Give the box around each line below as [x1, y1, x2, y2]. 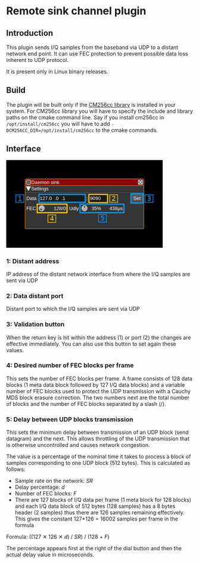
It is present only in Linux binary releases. [6, 68, 108, 75]
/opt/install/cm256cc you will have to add [6, 120, 110, 127]
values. [6, 346, 24, 353]
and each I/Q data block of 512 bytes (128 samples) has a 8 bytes [14, 503, 176, 510]
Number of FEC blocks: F [14, 490, 77, 497]
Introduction [6, 28, 54, 38]
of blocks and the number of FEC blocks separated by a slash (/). [6, 400, 166, 407]
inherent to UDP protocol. [6, 57, 69, 63]
